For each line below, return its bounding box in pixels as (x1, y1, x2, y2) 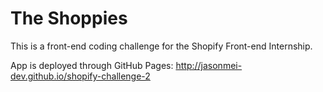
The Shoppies (10, 7, 128, 30)
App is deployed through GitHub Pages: (10, 59, 174, 71)
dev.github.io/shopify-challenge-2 (10, 70, 151, 82)
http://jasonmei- (175, 59, 243, 71)
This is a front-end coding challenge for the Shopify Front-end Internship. (10, 40, 313, 52)
